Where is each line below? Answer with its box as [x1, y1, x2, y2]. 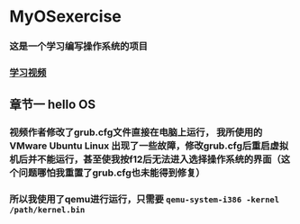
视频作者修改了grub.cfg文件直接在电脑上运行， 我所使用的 [9, 126, 263, 139]
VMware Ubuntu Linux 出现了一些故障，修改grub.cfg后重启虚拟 [9, 139, 289, 152]
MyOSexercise [9, 6, 122, 27]
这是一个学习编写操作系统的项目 [9, 40, 149, 53]
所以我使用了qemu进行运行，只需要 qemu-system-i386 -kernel [9, 193, 280, 206]
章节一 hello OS [9, 97, 96, 112]
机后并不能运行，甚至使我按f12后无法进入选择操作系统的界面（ [9, 153, 281, 166]
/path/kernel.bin [9, 205, 86, 215]
